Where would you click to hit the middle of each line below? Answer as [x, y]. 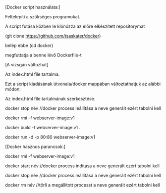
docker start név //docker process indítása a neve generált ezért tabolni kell [83, 166]
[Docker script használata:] [33, 7]
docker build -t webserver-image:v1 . [43, 127]
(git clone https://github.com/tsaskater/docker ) [53, 36]
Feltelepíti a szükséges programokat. [43, 17]
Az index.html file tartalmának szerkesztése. [50, 99]
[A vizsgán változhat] [27, 65]
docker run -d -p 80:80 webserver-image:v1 [50, 137]
